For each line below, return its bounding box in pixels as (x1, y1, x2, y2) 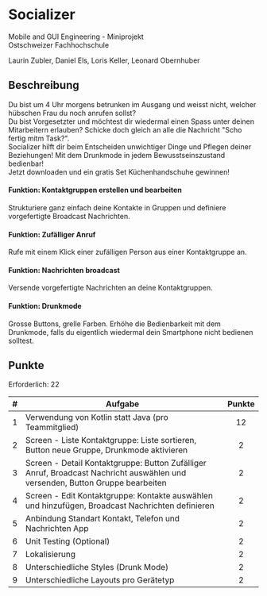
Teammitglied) (25, 422, 79, 433)
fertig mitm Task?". (8, 133, 70, 143)
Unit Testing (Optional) (25, 536, 110, 547)
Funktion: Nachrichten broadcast (8, 265, 121, 275)
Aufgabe (106, 398, 140, 410)
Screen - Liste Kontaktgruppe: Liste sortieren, (25, 435, 197, 446)
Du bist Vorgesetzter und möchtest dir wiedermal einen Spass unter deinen (8, 117, 255, 126)
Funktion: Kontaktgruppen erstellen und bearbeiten (8, 185, 183, 195)
